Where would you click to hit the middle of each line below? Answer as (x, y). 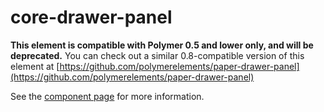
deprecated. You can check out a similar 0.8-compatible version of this (157, 55)
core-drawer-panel (91, 17)
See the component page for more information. (107, 96)
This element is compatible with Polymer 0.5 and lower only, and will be (162, 45)
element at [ (35, 66)
